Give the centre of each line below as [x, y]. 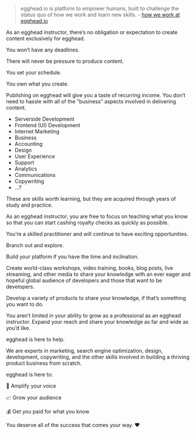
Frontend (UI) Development [47, 125]
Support [24, 163]
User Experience [35, 156]
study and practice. [30, 205]
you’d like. [18, 328]
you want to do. [25, 304]
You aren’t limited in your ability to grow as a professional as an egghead [94, 315]
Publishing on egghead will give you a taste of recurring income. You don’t [96, 95]
